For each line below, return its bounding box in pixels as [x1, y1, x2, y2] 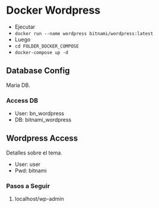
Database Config [6, 66, 70, 76]
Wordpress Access [6, 133, 78, 143]
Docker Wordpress [6, 4, 101, 17]
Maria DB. [6, 81, 31, 89]
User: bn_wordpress [14, 110, 64, 117]
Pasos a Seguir [6, 182, 50, 190]
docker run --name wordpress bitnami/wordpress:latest [14, 30, 154, 36]
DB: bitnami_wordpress [14, 116, 72, 124]
